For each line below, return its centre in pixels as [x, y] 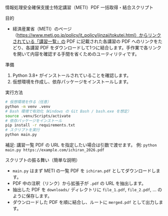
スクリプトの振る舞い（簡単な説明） [43, 160]
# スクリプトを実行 [23, 130]
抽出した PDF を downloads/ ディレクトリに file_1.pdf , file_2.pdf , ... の [87, 190]
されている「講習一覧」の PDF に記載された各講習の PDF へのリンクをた [87, 41]
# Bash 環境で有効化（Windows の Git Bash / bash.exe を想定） [68, 111]
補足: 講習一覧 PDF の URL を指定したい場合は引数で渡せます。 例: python [81, 145]
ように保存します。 [32, 196]
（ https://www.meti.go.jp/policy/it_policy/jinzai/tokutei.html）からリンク [87, 35]
